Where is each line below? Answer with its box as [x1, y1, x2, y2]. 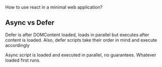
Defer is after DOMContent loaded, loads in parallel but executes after [5, 32, 149, 38]
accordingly [5, 42, 30, 48]
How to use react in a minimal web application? [5, 4, 103, 10]
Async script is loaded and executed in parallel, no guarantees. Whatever [5, 52, 156, 58]
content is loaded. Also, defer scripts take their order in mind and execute [5, 37, 157, 43]
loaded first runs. [5, 57, 41, 63]
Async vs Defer [5, 18, 55, 27]
